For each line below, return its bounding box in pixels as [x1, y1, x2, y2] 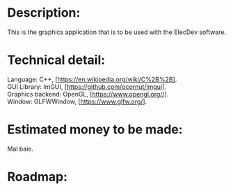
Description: [7, 5, 81, 21]
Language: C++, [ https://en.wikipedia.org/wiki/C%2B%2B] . [7, 75, 177, 83]
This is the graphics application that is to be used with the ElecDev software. [7, 28, 227, 36]
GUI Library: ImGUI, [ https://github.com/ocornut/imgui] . [7, 82, 167, 91]
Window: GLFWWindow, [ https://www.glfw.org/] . [7, 97, 147, 106]
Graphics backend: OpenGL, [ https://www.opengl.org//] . [7, 90, 169, 98]
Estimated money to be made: [7, 122, 183, 138]
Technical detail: [7, 52, 106, 68]
